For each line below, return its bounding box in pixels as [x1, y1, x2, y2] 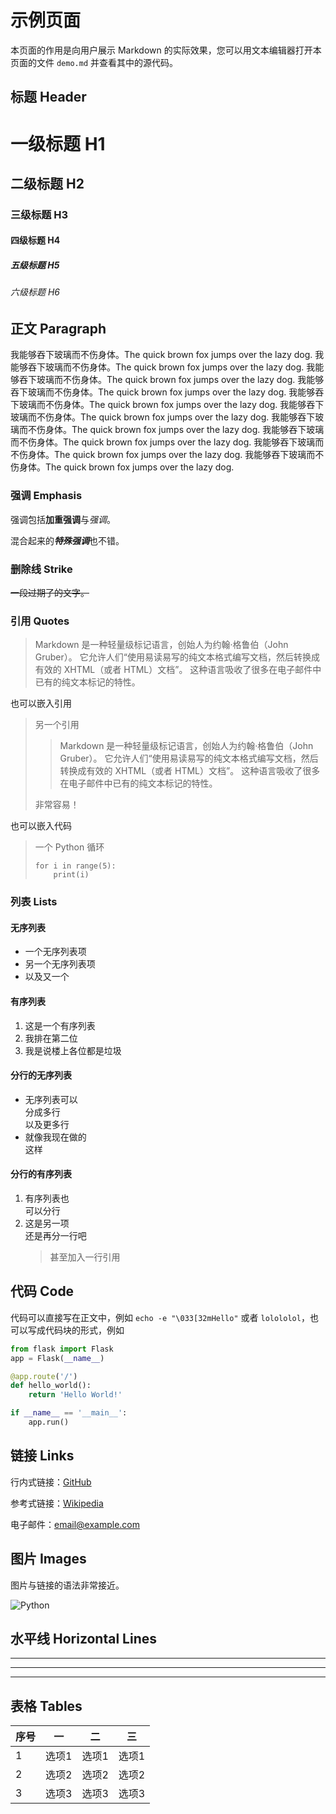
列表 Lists [10, 895, 58, 909]
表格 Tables [10, 1697, 83, 1715]
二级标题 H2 [10, 175, 85, 192]
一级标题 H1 [10, 132, 106, 155]
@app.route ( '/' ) [10, 1371, 78, 1381]
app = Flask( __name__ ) [10, 1353, 105, 1363]
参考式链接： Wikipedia [10, 1497, 104, 1509]
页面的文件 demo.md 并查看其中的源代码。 [10, 56, 178, 68]
